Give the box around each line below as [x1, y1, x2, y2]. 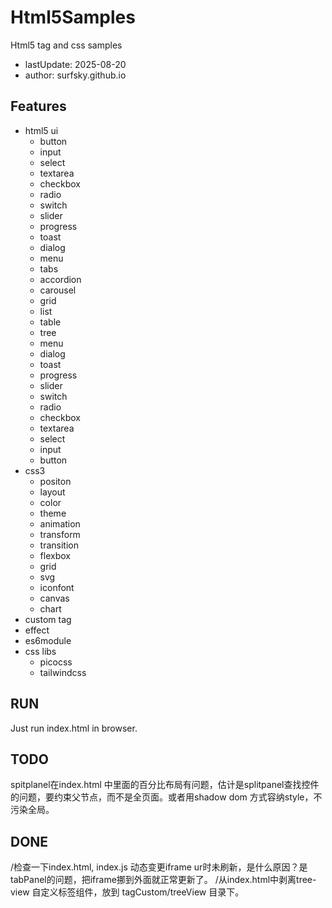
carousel [39, 284, 77, 296]
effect [24, 624, 50, 636]
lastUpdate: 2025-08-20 [24, 58, 127, 70]
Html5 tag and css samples [10, 39, 123, 51]
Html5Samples [10, 6, 136, 29]
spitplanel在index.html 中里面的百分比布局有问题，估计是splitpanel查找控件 [10, 779, 320, 791]
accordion [39, 273, 82, 285]
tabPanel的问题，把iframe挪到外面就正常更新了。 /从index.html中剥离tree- [10, 874, 317, 886]
